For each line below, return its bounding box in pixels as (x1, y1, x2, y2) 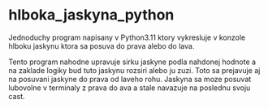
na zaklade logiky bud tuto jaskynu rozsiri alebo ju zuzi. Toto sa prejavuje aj (8, 65, 261, 75)
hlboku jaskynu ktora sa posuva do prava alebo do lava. (8, 41, 195, 50)
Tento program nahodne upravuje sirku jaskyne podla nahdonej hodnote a (8, 57, 257, 67)
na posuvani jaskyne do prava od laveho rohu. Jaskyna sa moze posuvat (8, 74, 252, 84)
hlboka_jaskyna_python (8, 6, 175, 24)
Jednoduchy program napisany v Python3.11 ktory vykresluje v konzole (8, 32, 246, 42)
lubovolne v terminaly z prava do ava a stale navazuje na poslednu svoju (8, 83, 251, 93)
